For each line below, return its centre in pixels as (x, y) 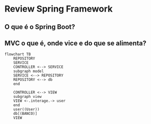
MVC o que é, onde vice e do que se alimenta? (75, 43)
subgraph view (27, 97)
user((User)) (26, 109)
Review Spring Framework (59, 9)
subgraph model (29, 71)
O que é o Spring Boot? (40, 27)
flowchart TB (18, 54)
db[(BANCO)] (25, 114)
